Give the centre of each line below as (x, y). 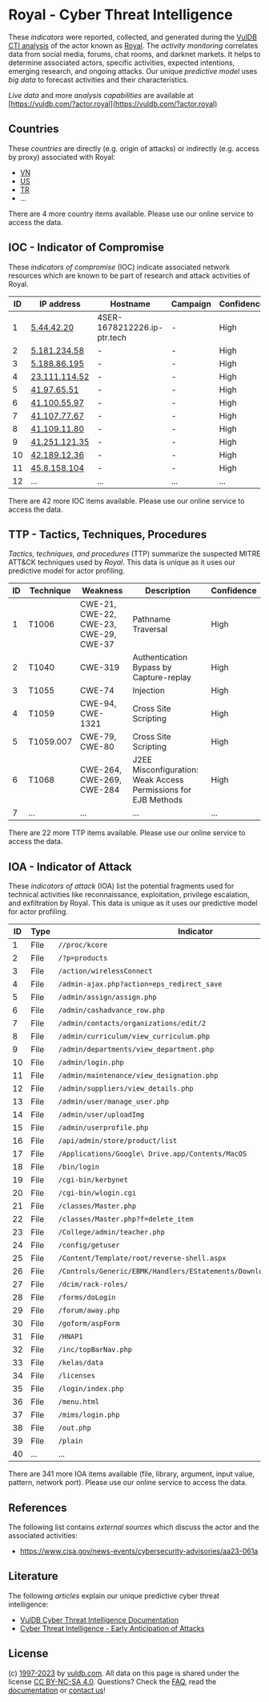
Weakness (102, 590)
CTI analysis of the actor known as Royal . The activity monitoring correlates (133, 45)
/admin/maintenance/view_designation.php (138, 1075)
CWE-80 (97, 747)
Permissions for (162, 790)
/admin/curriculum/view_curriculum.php (134, 1037)
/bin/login (79, 1167)
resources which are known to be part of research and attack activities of (129, 276)
